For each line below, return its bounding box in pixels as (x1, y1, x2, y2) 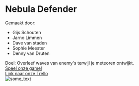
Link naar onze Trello (5, 70, 48, 76)
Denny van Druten (12, 50, 50, 56)
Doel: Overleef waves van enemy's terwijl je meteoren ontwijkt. (5, 60, 134, 66)
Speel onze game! (5, 65, 42, 71)
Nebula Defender (5, 3, 77, 15)
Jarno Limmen (12, 35, 42, 41)
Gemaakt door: (5, 20, 36, 26)
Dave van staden (12, 40, 47, 45)
